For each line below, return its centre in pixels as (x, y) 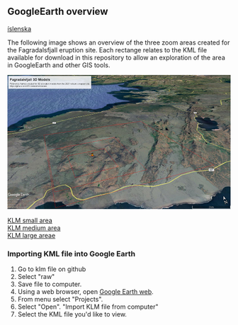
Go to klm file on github (52, 269)
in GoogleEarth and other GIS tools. (59, 65)
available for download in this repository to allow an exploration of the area (116, 57)
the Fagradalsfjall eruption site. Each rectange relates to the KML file (107, 50)
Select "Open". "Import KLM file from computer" (88, 307)
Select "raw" (36, 276)
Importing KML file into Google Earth (72, 253)
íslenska (19, 28)
